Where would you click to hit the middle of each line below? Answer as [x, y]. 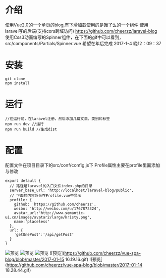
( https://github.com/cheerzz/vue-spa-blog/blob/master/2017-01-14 [74, 265]
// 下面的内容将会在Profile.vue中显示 [46, 195]
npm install [17, 83]
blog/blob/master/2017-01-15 [35, 259]
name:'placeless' [32, 222]
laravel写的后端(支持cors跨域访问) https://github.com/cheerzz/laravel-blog [81, 31]
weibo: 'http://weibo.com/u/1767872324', [57, 209]
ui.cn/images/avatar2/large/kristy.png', [49, 217]
